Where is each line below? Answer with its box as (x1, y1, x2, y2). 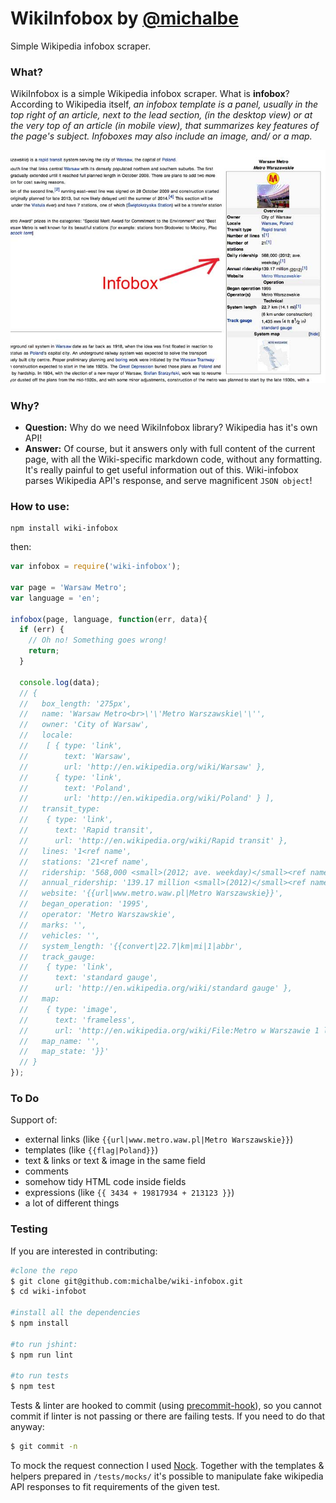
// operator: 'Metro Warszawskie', (19, 910, 177, 920)
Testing (10, 1222, 48, 1236)
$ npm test (10, 1382, 56, 1392)
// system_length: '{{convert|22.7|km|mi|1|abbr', (19, 941, 244, 951)
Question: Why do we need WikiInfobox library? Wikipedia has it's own (24, 421, 318, 433)
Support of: (10, 1114, 58, 1126)
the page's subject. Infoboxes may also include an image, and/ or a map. (10, 130, 313, 142)
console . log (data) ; (19, 677, 101, 687)
